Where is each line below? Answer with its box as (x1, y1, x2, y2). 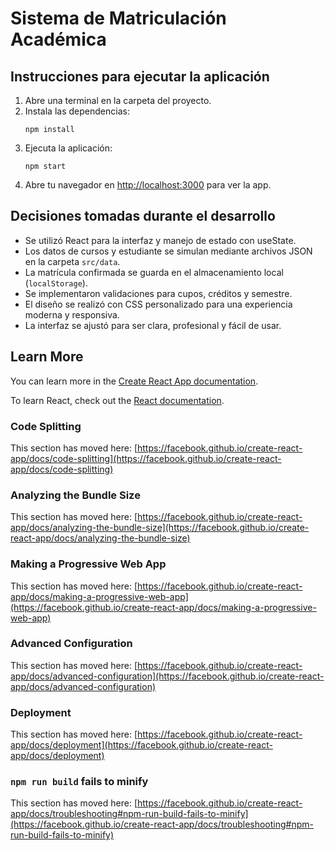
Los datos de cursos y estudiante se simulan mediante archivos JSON (24, 245, 313, 257)
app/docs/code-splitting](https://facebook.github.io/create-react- (10, 452, 282, 464)
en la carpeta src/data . (24, 255, 121, 267)
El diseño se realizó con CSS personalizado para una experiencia (24, 298, 293, 310)
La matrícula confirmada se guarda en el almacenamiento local (24, 266, 284, 278)
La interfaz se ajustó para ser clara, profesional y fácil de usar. (24, 319, 282, 331)
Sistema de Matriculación (10, 7, 227, 30)
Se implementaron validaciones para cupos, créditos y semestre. (24, 287, 293, 299)
